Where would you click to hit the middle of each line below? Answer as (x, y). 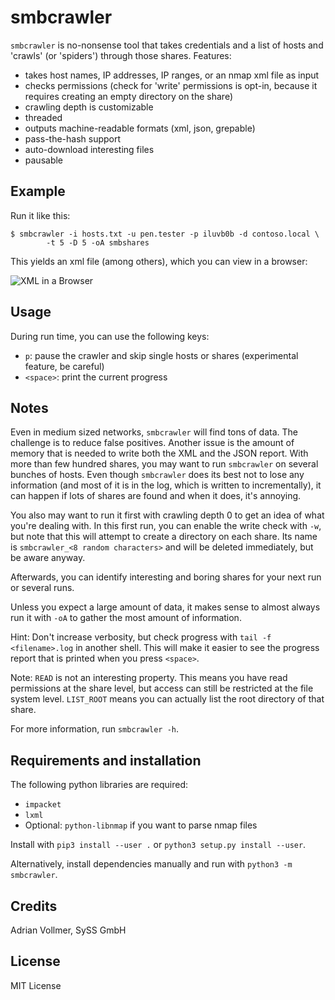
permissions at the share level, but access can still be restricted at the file (162, 688)
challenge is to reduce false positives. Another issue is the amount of (152, 443)
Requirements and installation (106, 760)
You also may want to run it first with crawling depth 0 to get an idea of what (167, 515)
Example (38, 191)
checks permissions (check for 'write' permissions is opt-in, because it (171, 85)
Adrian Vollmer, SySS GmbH (68, 930)
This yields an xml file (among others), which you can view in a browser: (159, 261)
